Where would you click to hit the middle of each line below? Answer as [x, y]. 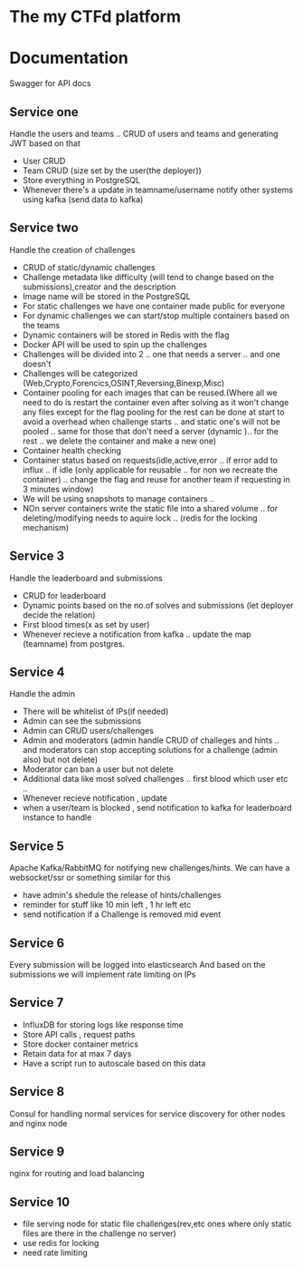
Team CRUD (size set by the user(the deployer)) [112, 171]
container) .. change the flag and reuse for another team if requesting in [156, 479]
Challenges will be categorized [80, 373]
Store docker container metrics [80, 1044]
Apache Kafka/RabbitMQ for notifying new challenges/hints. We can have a [150, 868]
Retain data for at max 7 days [77, 1053]
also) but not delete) [60, 760]
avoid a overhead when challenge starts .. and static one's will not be [151, 421]
